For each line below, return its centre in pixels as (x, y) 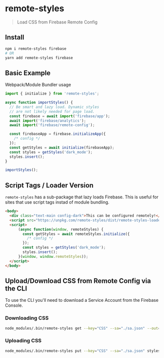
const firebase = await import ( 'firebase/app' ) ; (60, 116)
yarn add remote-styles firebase (39, 58)
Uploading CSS (23, 341)
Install (15, 37)
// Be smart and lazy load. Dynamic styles (54, 107)
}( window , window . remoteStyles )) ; (53, 256)
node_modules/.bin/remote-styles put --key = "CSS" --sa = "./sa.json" (75, 351)
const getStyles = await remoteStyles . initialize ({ (76, 234)
